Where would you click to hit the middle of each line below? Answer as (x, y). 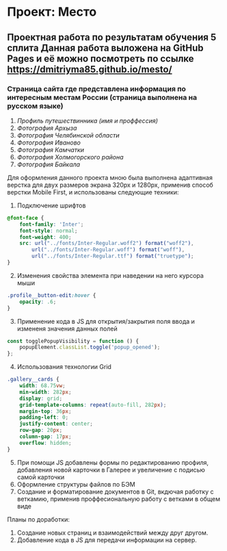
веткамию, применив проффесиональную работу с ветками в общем (119, 499)
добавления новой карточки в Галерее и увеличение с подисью (111, 470)
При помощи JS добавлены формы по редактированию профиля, (113, 462)
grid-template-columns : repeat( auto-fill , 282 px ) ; (93, 405)
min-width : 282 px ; (45, 392)
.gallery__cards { (33, 380)
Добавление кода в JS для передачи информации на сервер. (107, 540)
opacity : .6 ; (38, 302)
